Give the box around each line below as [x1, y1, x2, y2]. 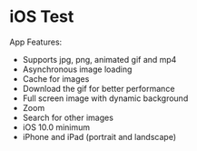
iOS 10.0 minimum [22, 121, 91, 133]
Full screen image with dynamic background [22, 93, 189, 104]
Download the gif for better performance [22, 83, 175, 94]
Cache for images [22, 73, 90, 84]
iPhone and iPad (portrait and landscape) [22, 131, 177, 142]
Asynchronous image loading [22, 64, 133, 75]
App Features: [9, 36, 63, 47]
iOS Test [9, 6, 74, 27]
